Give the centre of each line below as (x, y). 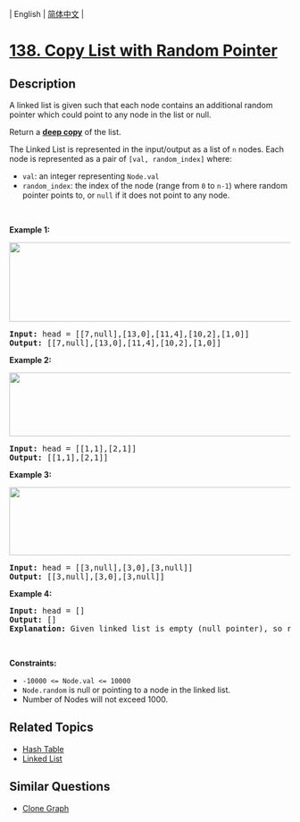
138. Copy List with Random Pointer (144, 51)
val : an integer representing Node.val (91, 176)
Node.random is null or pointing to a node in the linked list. (126, 690)
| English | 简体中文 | (47, 14)
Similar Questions (60, 787)
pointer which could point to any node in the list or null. (110, 114)
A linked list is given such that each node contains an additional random (141, 105)
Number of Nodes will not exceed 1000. (95, 699)
